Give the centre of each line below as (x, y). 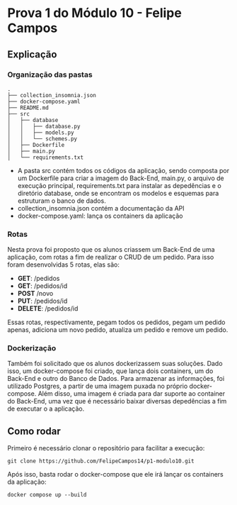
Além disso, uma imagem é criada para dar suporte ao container (132, 394)
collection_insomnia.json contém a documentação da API (101, 208)
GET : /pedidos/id (42, 286)
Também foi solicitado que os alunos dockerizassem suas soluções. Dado (115, 364)
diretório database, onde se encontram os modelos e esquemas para (118, 193)
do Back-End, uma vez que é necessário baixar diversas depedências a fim (117, 401)
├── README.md (28, 108)
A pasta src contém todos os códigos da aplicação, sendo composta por (123, 170)
